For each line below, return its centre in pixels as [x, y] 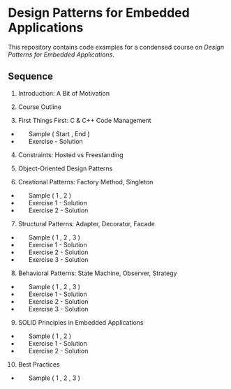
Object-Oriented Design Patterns [65, 168]
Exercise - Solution [55, 141]
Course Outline [40, 107]
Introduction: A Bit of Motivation [64, 93]
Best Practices [39, 364]
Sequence [31, 76]
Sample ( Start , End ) [59, 133]
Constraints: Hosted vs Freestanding [70, 154]
